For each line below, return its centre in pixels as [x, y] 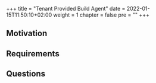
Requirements [33, 54]
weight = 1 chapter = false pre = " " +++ [102, 15]
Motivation [27, 33]
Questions [26, 74]
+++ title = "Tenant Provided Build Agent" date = [66, 9]
